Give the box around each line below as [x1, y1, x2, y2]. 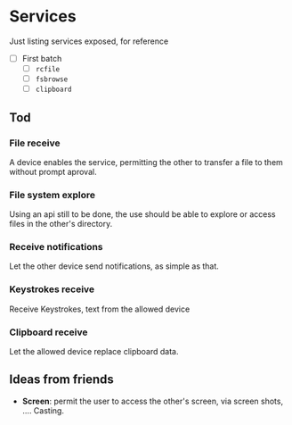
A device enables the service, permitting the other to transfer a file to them [9, 156, 283, 167]
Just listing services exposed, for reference [9, 36, 169, 46]
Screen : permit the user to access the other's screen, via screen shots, [21, 396, 283, 406]
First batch [21, 53, 62, 63]
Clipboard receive [9, 326, 88, 338]
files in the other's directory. [9, 219, 113, 229]
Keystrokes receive [9, 283, 95, 296]
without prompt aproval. [9, 166, 97, 177]
